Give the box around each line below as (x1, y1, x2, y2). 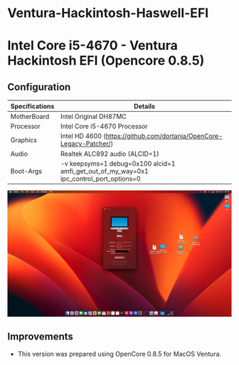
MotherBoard (10, 112, 50, 120)
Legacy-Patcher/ (60, 139, 112, 148)
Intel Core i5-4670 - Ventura (7, 38, 178, 54)
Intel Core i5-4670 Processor (60, 122, 148, 131)
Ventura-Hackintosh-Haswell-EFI (7, 5, 209, 21)
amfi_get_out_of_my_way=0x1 (60, 166, 149, 175)
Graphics (10, 135, 38, 144)
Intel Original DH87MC (60, 112, 127, 120)
